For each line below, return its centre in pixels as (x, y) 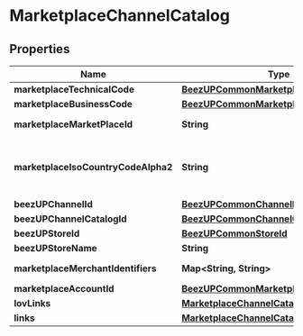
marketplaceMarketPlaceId (73, 124)
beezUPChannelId (53, 204)
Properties (40, 49)
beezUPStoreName (55, 248)
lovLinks (32, 303)
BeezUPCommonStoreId (234, 233)
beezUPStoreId (47, 233)
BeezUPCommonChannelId (241, 204)
